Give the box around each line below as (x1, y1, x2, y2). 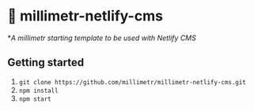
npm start (18, 94, 52, 103)
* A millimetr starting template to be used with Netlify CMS (7, 33, 197, 43)
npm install (18, 87, 59, 94)
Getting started (7, 56, 85, 69)
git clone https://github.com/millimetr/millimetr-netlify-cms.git (18, 78, 246, 86)
